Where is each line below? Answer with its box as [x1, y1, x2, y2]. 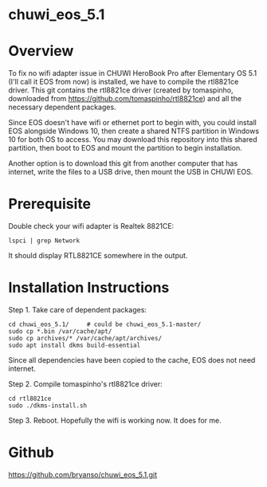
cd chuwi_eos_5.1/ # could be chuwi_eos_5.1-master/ [8, 320, 202, 328]
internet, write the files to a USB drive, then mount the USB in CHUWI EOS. [8, 167, 253, 177]
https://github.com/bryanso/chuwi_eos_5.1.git [8, 469, 158, 479]
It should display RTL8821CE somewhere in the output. [8, 251, 188, 261]
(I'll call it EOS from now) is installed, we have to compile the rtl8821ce [8, 77, 239, 87]
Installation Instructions [8, 279, 170, 297]
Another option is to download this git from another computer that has [8, 159, 238, 168]
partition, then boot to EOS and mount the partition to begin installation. [8, 143, 243, 153]
